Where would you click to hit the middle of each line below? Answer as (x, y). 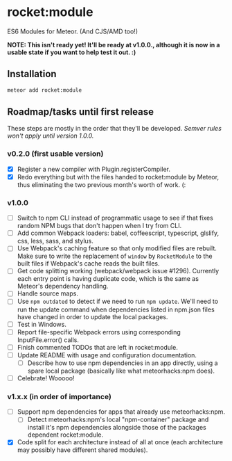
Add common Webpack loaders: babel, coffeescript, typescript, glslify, (118, 233)
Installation (32, 74)
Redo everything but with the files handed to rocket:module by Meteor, (118, 177)
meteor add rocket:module (44, 90)
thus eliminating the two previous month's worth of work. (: (101, 184)
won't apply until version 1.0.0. (51, 136)
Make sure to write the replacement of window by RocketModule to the (115, 256)
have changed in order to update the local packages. (92, 316)
